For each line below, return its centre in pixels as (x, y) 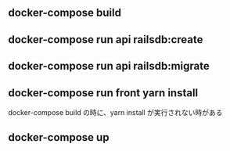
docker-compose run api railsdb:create (106, 40)
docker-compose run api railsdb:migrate (109, 66)
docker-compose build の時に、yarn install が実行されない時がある (115, 112)
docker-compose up (59, 137)
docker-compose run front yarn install (103, 93)
